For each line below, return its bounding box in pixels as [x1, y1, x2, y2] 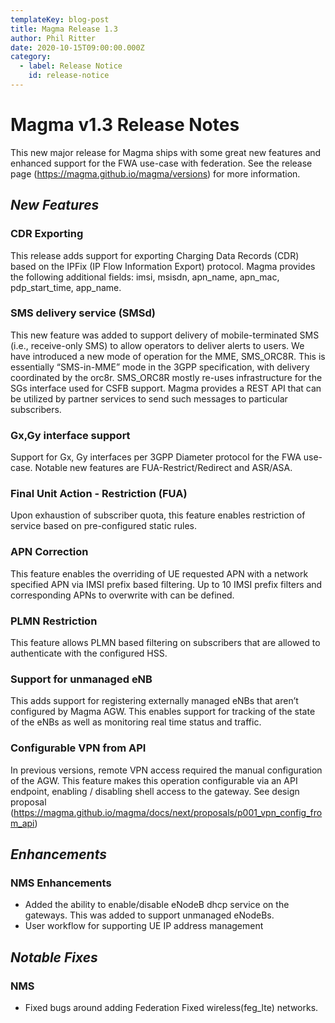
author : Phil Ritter [10, 33, 97, 43]
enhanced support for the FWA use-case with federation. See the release [10, 157, 313, 169]
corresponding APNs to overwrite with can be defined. [10, 589, 235, 601]
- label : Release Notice [19, 61, 123, 71]
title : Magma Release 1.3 [10, 24, 118, 34]
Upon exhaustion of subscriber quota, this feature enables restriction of [10, 509, 306, 521]
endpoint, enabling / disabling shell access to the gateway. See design [10, 785, 300, 797]
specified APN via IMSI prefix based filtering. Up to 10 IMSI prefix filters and [10, 578, 323, 590]
